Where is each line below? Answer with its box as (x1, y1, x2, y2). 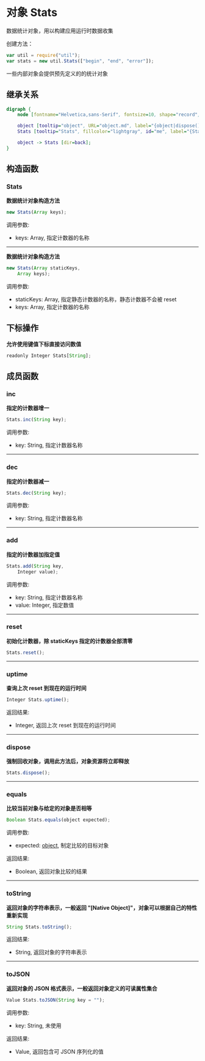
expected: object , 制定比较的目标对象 (15, 842, 109, 849)
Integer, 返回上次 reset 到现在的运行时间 (15, 721, 116, 729)
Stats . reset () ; (6, 650, 45, 656)
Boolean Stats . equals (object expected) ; (6, 817, 111, 823)
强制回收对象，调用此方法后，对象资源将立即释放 (6, 757, 129, 765)
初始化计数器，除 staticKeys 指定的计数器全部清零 (6, 637, 133, 645)
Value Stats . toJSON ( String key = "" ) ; (6, 997, 105, 1003)
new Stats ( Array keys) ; (6, 209, 67, 216)
